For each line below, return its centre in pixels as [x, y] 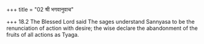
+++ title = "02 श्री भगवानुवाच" [40, 9]
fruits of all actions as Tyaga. [43, 35]
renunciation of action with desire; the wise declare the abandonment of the [102, 28]
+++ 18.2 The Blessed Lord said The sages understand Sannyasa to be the [100, 22]
